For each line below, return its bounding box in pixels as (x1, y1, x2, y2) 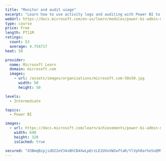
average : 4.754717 (9, 44, 48, 49)
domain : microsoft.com (9, 67, 56, 72)
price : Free (5, 26, 30, 31)
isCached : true (14, 139, 45, 144)
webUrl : (5, 16, 21, 21)
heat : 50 (5, 48, 23, 53)
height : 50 (18, 85, 41, 90)
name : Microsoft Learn (9, 62, 56, 67)
